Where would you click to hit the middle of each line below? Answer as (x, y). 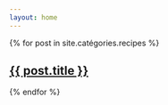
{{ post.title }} (49, 71)
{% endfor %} (35, 92)
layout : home (34, 17)
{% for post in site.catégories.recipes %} (84, 43)
